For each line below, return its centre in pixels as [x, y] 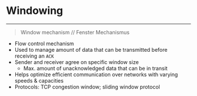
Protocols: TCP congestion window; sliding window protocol [87, 87]
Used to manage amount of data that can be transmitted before [91, 49]
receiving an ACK [34, 56]
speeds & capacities [39, 80]
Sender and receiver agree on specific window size [77, 62]
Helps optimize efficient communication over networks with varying [96, 74]
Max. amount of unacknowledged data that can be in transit [96, 68]
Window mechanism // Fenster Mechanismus [75, 32]
